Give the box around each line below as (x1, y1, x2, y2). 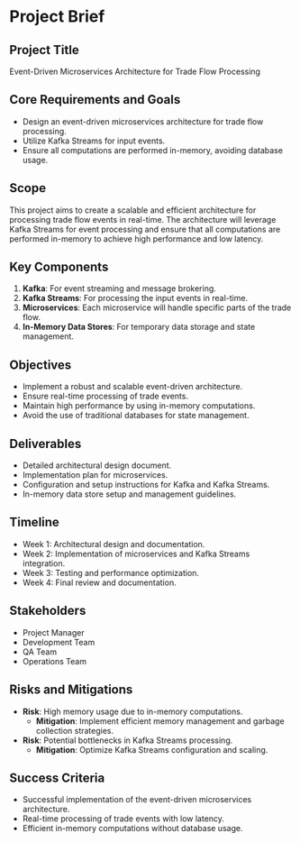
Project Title (9, 42, 79, 58)
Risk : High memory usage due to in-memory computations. (22, 706, 243, 717)
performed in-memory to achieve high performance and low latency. (9, 233, 264, 244)
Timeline (9, 515, 60, 530)
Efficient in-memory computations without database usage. (22, 823, 243, 834)
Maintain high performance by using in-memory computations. (22, 400, 256, 411)
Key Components (9, 260, 109, 275)
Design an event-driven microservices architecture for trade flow (22, 115, 264, 127)
